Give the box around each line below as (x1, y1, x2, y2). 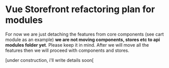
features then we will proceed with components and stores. (5, 47, 129, 53)
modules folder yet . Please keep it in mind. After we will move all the (5, 42, 149, 48)
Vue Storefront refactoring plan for (5, 4, 155, 15)
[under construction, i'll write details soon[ (5, 57, 94, 63)
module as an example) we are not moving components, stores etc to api (5, 37, 160, 43)
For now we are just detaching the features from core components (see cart (5, 31, 164, 37)
